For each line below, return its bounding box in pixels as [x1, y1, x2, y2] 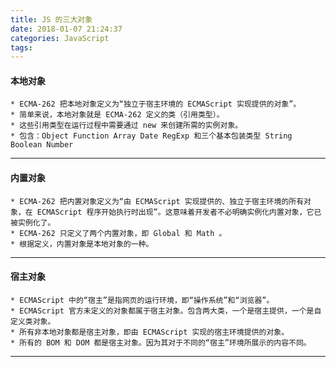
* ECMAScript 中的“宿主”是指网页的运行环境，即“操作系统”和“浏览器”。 [10, 295, 275, 305]
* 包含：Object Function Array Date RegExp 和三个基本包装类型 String [10, 131, 293, 141]
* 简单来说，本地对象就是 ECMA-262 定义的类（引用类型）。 [10, 110, 225, 120]
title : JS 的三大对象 [10, 14, 93, 25]
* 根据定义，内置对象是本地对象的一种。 [10, 239, 154, 249]
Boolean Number [10, 140, 74, 150]
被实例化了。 [10, 217, 56, 228]
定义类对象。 [10, 316, 56, 326]
